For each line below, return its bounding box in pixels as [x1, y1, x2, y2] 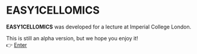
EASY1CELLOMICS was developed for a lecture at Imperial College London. [6, 23, 192, 30]
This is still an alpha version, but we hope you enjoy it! [6, 34, 138, 42]
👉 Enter [6, 41, 27, 48]
